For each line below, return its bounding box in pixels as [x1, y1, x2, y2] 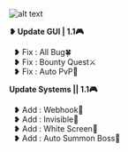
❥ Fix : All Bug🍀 [12, 47, 72, 57]
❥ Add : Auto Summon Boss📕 [12, 133, 121, 143]
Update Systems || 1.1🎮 [9, 84, 98, 94]
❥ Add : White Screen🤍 [12, 124, 99, 133]
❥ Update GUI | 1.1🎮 [9, 27, 84, 36]
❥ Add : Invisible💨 [12, 114, 79, 124]
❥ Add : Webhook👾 [12, 105, 84, 115]
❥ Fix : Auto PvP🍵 [12, 67, 79, 76]
